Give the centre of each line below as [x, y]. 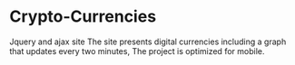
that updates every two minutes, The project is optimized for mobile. [137, 51]
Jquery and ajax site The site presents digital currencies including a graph [148, 42]
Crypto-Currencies [83, 17]
